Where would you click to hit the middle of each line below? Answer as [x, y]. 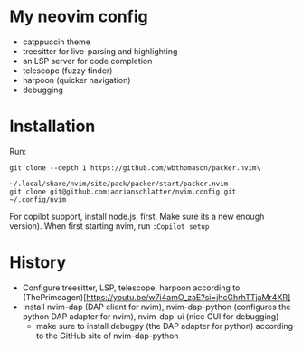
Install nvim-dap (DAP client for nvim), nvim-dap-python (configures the [156, 307]
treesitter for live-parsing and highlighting [100, 51]
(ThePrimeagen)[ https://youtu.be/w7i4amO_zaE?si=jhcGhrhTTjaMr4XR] [156, 297]
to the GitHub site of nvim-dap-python [107, 336]
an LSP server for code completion [87, 61]
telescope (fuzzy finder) [67, 71]
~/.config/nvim [38, 199]
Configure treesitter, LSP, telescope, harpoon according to [131, 288]
